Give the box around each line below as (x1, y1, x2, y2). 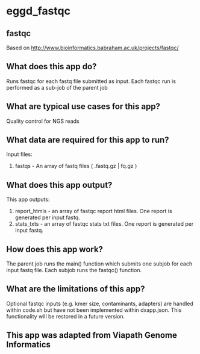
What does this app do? (6, 61, 97, 72)
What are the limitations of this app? (6, 284, 145, 294)
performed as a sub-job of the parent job (6, 84, 108, 91)
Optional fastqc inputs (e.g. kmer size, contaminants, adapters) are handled (6, 300, 194, 307)
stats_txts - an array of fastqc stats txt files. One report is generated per (14, 220, 194, 228)
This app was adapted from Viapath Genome (6, 330, 178, 341)
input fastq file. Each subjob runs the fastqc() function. (6, 267, 142, 274)
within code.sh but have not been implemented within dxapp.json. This (6, 306, 182, 314)
